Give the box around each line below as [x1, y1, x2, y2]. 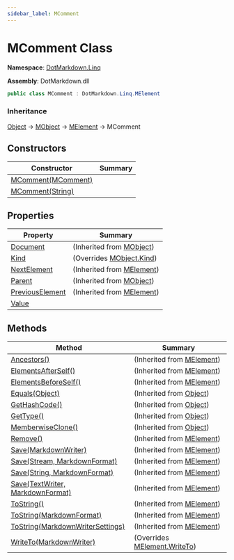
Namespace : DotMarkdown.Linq [7, 63, 101, 72]
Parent [10, 276, 33, 286]
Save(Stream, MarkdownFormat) [10, 456, 118, 466]
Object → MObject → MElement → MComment [7, 122, 141, 131]
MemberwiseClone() [10, 422, 79, 432]
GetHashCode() [10, 400, 63, 410]
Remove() [10, 434, 43, 444]
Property [23, 230, 54, 240]
